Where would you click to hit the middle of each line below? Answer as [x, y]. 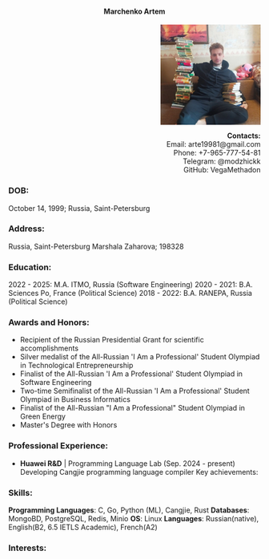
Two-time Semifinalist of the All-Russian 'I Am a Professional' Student [134, 391]
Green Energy [43, 416]
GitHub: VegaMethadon [222, 170]
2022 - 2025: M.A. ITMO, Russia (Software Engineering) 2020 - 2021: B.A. [130, 285]
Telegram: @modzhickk [222, 161]
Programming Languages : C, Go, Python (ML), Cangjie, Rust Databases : [129, 510]
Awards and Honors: [49, 322]
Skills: [21, 492]
